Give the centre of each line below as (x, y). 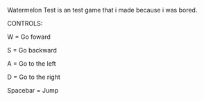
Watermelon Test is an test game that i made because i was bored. (102, 10)
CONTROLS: (25, 23)
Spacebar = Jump (33, 90)
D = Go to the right (34, 77)
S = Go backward (32, 50)
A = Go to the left (32, 64)
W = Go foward (29, 37)
